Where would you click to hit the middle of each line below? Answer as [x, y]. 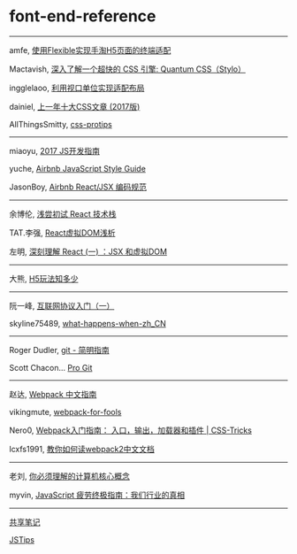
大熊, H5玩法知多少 [44, 278]
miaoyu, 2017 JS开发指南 [54, 150]
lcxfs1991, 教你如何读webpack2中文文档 [82, 449]
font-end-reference [83, 16]
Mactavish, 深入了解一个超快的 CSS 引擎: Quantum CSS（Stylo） [127, 69]
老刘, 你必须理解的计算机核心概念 [69, 476]
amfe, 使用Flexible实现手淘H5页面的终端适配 [90, 50]
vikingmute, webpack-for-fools [65, 412]
